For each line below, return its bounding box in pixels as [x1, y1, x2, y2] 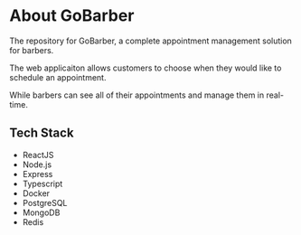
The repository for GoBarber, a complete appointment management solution [9, 35, 292, 46]
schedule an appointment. [9, 71, 107, 82]
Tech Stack [9, 126, 74, 141]
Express [22, 168, 53, 179]
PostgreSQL [22, 197, 68, 208]
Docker [22, 187, 51, 199]
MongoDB [22, 207, 61, 218]
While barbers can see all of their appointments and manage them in [9, 89, 265, 100]
